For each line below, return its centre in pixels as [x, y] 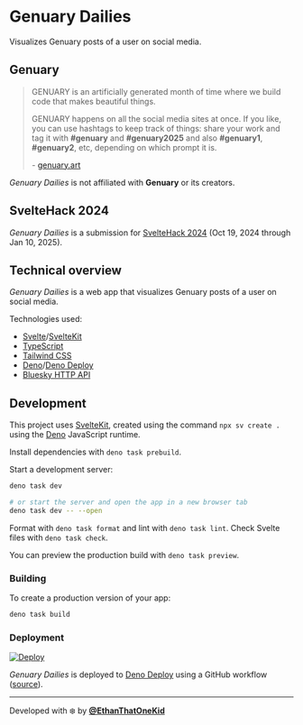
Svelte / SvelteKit [52, 336]
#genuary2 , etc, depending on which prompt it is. [124, 147]
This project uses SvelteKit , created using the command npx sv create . [145, 425]
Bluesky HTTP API [56, 375]
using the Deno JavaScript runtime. [75, 435]
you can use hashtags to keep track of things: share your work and [156, 128]
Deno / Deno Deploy [58, 365]
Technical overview [65, 270]
